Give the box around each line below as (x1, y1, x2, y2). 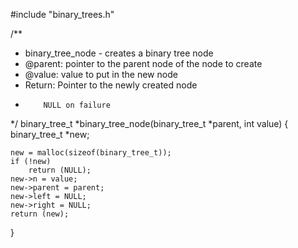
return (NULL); (28, 165, 92, 175)
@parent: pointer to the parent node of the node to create (24, 58, 263, 69)
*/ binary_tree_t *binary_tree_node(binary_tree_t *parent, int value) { (10, 118, 289, 129)
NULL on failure (43, 100, 111, 110)
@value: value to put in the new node (24, 69, 178, 80)
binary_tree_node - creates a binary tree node (24, 47, 214, 59)
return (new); (10, 209, 70, 219)
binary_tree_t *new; (10, 129, 90, 140)
